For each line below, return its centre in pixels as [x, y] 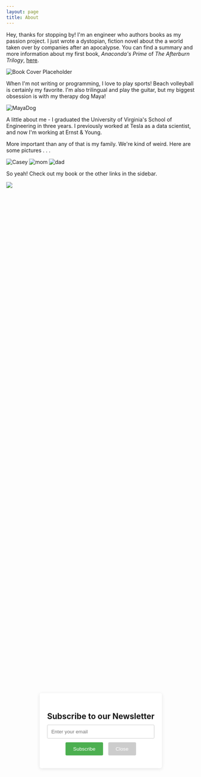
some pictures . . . [28, 150]
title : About [22, 17]
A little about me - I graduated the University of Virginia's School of [89, 119]
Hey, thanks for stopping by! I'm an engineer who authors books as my [94, 34]
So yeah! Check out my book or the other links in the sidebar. [82, 173]
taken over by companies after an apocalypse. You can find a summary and [100, 47]
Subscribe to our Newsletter [101, 717]
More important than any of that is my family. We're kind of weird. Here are [98, 144]
